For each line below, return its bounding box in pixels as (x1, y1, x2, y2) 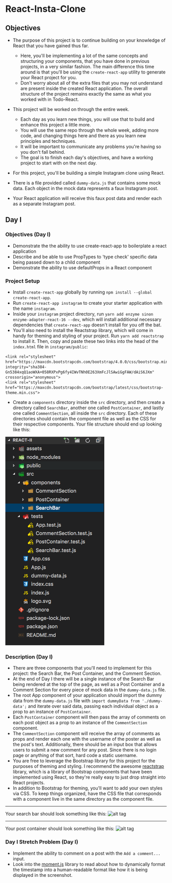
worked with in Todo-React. (20, 96, 79, 102)
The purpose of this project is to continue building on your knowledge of (12, 37, 166, 43)
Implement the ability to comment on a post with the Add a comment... (12, 850, 161, 856)
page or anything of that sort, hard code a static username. (12, 752, 138, 759)
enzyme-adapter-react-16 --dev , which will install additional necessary (12, 316, 162, 322)
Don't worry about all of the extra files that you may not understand (20, 80, 163, 86)
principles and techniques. (20, 138, 77, 144)
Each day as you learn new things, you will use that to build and (20, 116, 155, 122)
